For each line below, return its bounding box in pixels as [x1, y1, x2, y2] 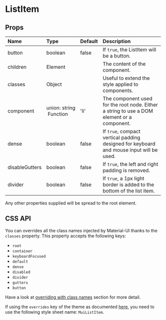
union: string [46, 105, 76, 111]
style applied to [102, 81, 138, 88]
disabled [12, 269, 31, 274]
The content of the [102, 60, 146, 67]
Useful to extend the [102, 75, 150, 81]
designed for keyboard [102, 140, 156, 147]
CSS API [5, 214, 31, 223]
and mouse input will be [102, 147, 158, 153]
